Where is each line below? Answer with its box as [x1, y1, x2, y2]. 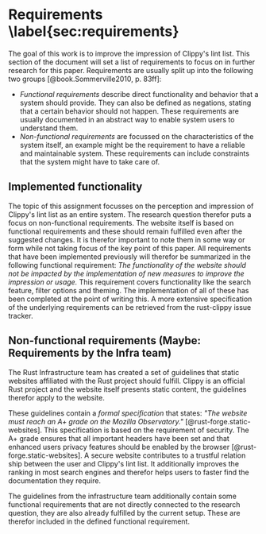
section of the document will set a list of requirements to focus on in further [8, 57, 256, 67]
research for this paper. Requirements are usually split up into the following [8, 65, 254, 75]
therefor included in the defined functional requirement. [8, 517, 191, 526]
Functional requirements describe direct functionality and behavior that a [19, 89, 259, 99]
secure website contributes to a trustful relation [91, 451, 246, 460]
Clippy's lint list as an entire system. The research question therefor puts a [8, 209, 252, 219]
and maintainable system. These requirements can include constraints [19, 149, 250, 158]
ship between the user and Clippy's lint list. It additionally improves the [8, 459, 240, 468]
